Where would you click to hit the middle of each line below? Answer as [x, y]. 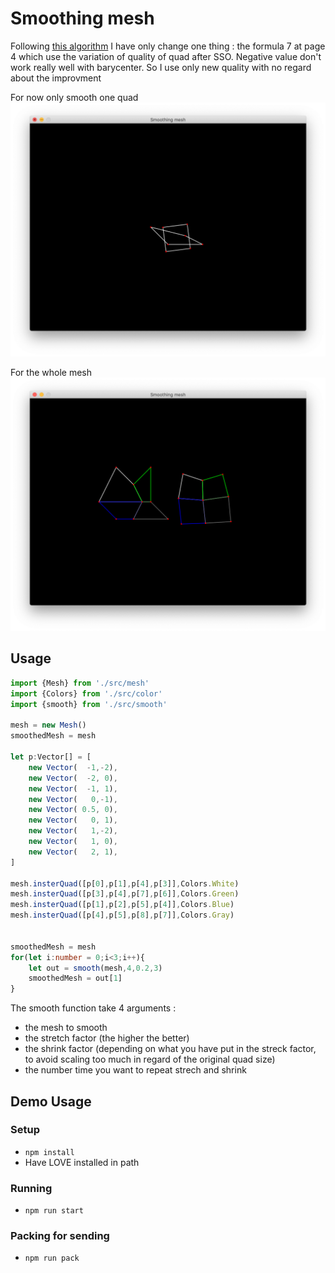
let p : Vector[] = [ [51, 757]
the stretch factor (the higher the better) [107, 1038]
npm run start [54, 1211]
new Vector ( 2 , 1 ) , [73, 852]
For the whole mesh [51, 372]
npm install [49, 1152]
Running [31, 1188]
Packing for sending [60, 1236]
